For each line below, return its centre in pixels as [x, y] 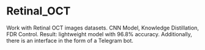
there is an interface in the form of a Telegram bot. [70, 40]
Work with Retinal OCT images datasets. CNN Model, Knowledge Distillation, [103, 28]
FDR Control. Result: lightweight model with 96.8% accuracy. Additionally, [99, 34]
